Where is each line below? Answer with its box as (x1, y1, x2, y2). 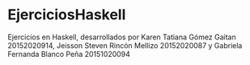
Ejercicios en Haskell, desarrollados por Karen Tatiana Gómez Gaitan (7, 32, 236, 42)
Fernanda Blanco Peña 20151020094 (7, 49, 131, 59)
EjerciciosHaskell (7, 6, 126, 24)
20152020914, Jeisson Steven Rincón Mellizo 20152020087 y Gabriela (7, 40, 243, 50)
